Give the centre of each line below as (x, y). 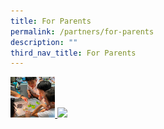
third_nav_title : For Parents (73, 53)
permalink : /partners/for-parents (82, 31)
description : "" (44, 42)
